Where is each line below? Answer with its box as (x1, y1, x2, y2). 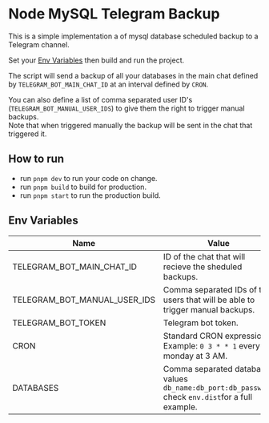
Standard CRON (163, 330, 223, 341)
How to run (8, 152, 65, 166)
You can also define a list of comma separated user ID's (8, 95, 193, 104)
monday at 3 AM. (163, 350, 228, 361)
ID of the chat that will (163, 251, 246, 262)
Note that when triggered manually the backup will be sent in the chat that (8, 120, 253, 130)
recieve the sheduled (163, 261, 243, 272)
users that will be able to (163, 294, 255, 305)
